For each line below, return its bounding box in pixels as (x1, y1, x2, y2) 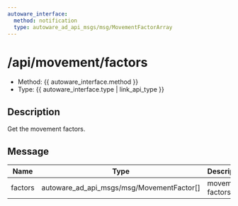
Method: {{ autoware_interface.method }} (17, 77, 139, 86)
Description (7, 106, 60, 118)
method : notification (13, 17, 78, 24)
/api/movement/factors (7, 54, 148, 70)
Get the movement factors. (7, 125, 86, 134)
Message (7, 145, 50, 157)
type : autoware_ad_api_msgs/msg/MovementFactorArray (13, 23, 173, 31)
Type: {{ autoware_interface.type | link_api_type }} (17, 85, 164, 94)
